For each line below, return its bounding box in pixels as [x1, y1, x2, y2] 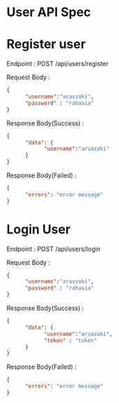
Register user [6, 36, 86, 53]
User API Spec [6, 4, 91, 20]
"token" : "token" [43, 337, 97, 344]
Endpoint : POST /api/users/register [6, 60, 109, 68]
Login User [6, 221, 71, 237]
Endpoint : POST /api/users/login [6, 245, 101, 253]
